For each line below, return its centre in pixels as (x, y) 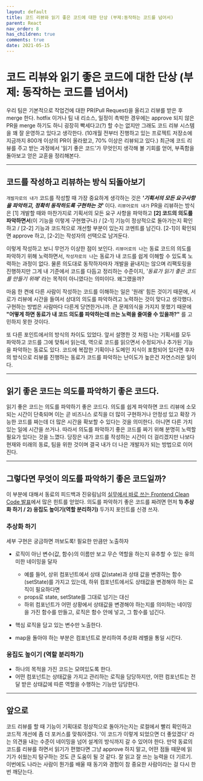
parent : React (24, 23)
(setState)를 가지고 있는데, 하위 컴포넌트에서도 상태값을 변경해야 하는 (105, 582)
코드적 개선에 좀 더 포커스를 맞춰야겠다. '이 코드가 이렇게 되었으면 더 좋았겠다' (97, 734)
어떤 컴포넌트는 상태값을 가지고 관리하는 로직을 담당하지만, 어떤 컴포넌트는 (102, 677)
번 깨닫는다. (20, 771)
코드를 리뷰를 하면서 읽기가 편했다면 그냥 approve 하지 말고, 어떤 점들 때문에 (96, 749)
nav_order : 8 (23, 29)
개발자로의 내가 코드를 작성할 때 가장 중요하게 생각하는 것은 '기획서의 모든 (91, 198)
